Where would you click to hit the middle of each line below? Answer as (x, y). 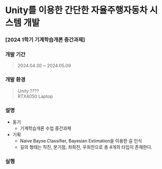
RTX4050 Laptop (35, 96)
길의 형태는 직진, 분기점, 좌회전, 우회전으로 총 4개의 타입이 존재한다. (86, 147)
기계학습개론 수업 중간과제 (46, 128)
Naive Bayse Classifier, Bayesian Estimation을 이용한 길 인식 (81, 141)
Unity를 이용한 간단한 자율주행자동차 (76, 10)
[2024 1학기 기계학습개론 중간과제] (45, 40)
